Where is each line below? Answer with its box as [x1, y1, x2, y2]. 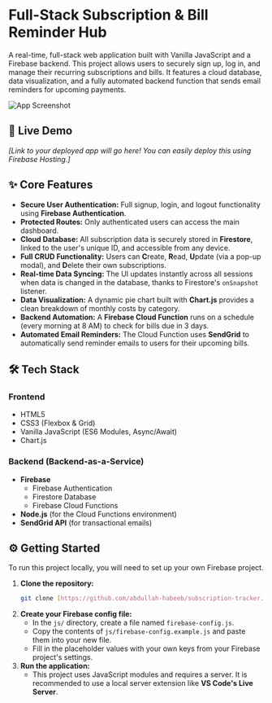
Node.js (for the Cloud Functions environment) [19, 509, 177, 519]
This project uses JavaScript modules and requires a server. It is [32, 670, 248, 679]
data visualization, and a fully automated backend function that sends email [8, 76, 261, 86]
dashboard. [19, 226, 59, 235]
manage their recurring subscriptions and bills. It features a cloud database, [8, 67, 262, 77]
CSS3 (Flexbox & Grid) [19, 418, 96, 428]
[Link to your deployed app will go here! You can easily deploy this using [8, 145, 252, 156]
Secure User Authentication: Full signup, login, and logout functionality [19, 200, 261, 209]
